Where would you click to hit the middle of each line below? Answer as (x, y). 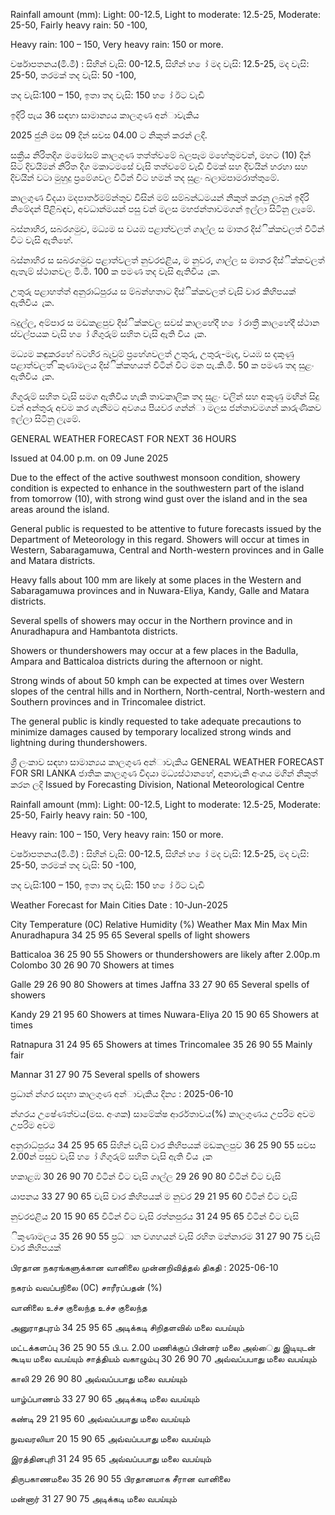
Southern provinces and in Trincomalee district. (108, 702)
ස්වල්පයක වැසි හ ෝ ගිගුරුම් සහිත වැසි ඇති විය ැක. (108, 333)
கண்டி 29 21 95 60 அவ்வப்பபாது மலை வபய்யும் (100, 1418)
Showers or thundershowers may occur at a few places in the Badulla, (154, 650)
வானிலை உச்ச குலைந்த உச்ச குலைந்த (79, 1307)
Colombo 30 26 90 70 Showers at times (92, 965)
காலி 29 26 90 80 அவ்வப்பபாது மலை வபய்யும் (99, 1378)
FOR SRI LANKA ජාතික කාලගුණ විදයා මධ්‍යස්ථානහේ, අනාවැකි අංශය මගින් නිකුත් (164, 773)
